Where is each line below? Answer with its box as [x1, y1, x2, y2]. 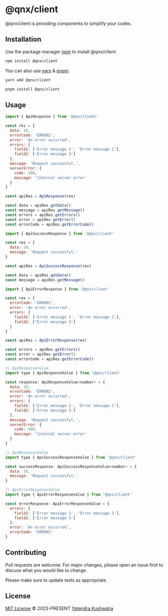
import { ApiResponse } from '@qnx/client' [5, 114, 99, 119]
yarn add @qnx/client [5, 77, 51, 82]
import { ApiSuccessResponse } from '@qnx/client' [5, 231, 114, 236]
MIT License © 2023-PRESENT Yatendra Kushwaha [5, 605, 113, 611]
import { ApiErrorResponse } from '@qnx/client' [5, 286, 110, 291]
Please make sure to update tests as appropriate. [5, 577, 108, 583]
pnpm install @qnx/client [5, 86, 60, 92]
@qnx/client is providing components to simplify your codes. [5, 20, 132, 26]
